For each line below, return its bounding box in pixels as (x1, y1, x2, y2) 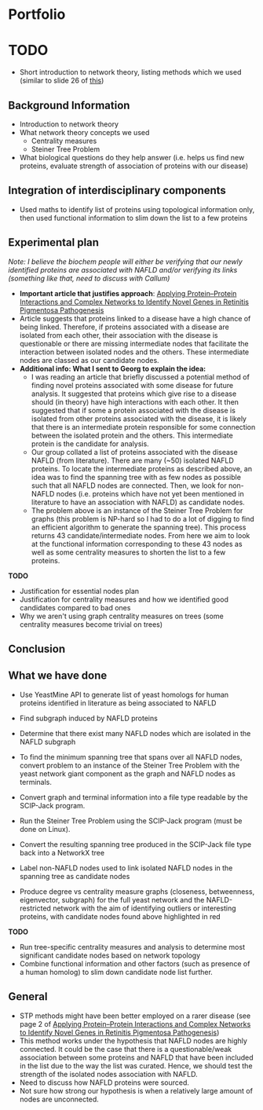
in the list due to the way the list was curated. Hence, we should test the (19, 1061, 253, 1070)
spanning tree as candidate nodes (19, 871, 130, 881)
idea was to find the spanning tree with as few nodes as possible (31, 472, 242, 482)
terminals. (19, 777, 53, 786)
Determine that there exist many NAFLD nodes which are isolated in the (19, 728, 251, 738)
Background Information (8, 98, 130, 112)
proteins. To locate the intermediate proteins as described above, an (31, 463, 253, 473)
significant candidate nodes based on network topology (19, 951, 201, 960)
